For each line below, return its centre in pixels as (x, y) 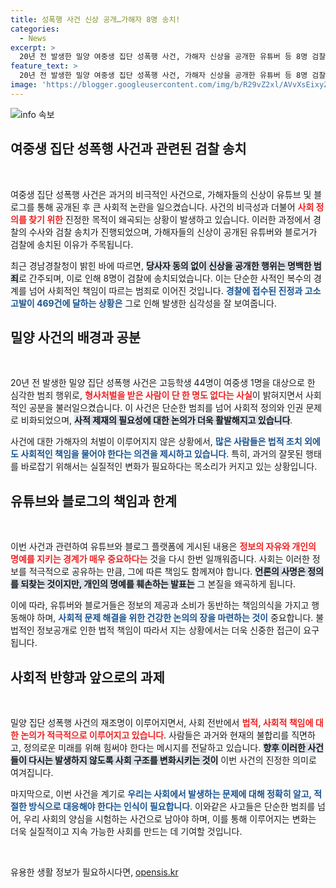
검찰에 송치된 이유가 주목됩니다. (72, 244)
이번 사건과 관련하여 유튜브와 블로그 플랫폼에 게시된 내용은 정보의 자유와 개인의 (163, 547)
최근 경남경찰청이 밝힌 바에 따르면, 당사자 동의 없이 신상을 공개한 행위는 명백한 (161, 265)
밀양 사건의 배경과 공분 (76, 337)
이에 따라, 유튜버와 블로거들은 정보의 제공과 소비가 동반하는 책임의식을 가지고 (160, 605)
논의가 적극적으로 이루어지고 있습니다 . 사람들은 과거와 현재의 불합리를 (155, 735)
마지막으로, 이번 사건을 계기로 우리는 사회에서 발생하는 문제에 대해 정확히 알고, (161, 794)
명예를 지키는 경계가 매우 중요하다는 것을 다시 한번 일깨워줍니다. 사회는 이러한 (160, 559)
